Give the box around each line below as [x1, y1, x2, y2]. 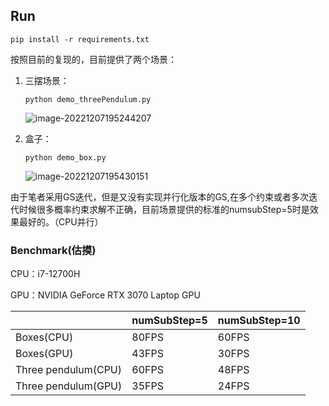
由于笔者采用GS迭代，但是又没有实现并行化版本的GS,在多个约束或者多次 [10, 190, 309, 203]
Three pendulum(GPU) [15, 379, 123, 393]
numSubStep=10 [217, 314, 301, 328]
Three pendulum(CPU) [15, 363, 122, 377]
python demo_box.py [24, 152, 107, 163]
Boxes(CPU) [15, 330, 74, 344]
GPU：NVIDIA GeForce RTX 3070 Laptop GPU [10, 289, 201, 301]
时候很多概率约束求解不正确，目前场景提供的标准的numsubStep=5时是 [18, 203, 310, 215]
